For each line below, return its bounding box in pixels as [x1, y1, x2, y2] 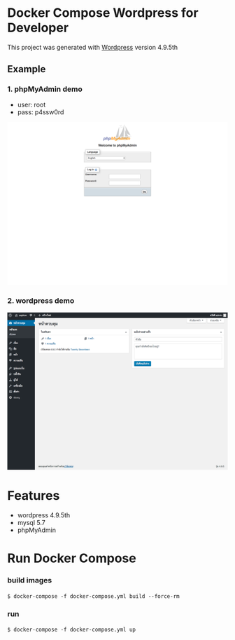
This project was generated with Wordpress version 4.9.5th [7, 43, 178, 51]
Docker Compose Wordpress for [7, 5, 199, 21]
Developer [7, 20, 69, 36]
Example [7, 63, 46, 75]
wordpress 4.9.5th [17, 511, 71, 519]
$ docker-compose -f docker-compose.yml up [7, 626, 136, 633]
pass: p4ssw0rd [17, 107, 64, 116]
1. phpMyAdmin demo [7, 84, 83, 94]
